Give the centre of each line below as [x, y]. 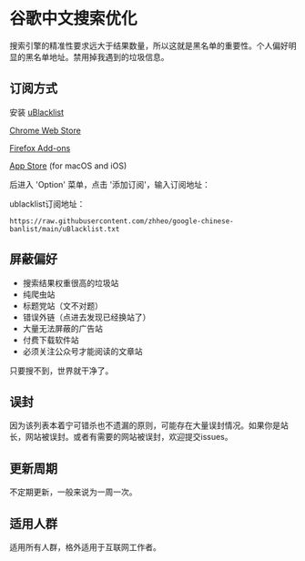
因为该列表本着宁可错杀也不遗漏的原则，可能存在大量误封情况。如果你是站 [149, 425]
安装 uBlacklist [37, 112]
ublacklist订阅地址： [47, 204]
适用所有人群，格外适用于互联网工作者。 [85, 547]
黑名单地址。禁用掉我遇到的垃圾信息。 [97, 56]
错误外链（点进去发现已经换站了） [86, 317]
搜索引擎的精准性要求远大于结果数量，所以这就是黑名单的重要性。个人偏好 [149, 46]
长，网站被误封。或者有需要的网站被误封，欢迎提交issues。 [121, 437]
